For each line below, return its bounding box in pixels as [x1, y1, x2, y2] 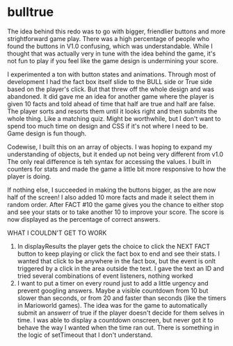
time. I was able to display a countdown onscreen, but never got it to [17, 315, 214, 324]
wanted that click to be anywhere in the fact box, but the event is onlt [17, 256, 216, 265]
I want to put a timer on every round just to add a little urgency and [17, 279, 209, 287]
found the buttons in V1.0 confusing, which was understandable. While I [7, 42, 214, 50]
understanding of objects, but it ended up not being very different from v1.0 [7, 150, 224, 158]
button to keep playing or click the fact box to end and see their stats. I [17, 249, 220, 258]
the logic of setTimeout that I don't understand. [17, 331, 153, 339]
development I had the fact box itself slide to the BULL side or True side [7, 77, 212, 85]
